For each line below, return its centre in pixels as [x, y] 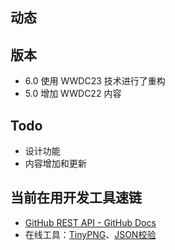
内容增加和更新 [55, 164]
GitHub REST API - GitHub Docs [90, 222]
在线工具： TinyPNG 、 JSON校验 [90, 234]
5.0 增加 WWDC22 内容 [73, 94]
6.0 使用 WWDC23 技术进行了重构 [95, 81]
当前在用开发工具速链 [76, 198]
